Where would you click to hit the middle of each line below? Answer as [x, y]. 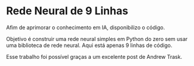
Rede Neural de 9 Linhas [67, 11]
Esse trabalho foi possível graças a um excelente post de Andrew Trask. [94, 56]
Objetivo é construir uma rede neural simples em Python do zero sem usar [97, 39]
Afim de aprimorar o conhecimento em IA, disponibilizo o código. [85, 27]
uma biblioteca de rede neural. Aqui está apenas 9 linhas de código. [89, 45]
